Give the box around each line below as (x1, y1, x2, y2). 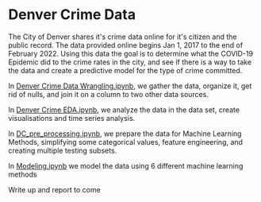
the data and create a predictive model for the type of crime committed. (8, 65, 243, 75)
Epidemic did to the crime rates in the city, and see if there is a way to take (8, 57, 252, 67)
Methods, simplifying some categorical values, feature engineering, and (8, 137, 244, 146)
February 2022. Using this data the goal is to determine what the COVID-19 (8, 49, 254, 58)
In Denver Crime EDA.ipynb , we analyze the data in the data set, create (8, 105, 240, 115)
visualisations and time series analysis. (8, 113, 136, 122)
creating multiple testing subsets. (8, 146, 117, 155)
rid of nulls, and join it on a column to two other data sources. (8, 89, 209, 99)
